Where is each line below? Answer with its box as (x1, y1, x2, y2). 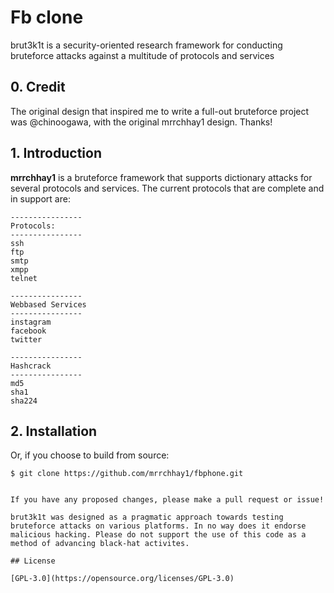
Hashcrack (10, 361, 52, 371)
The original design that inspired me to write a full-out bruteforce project (10, 105, 310, 117)
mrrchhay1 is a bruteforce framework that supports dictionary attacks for (10, 171, 313, 183)
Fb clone (10, 6, 84, 29)
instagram (10, 317, 52, 327)
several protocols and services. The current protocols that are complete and (10, 182, 325, 194)
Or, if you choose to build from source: (10, 449, 170, 461)
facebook (10, 326, 47, 336)
